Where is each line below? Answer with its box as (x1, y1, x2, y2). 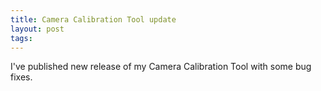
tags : (10, 33, 33, 43)
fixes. (10, 71, 33, 83)
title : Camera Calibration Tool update (10, 14, 177, 25)
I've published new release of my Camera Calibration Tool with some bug (10, 61, 312, 73)
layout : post (10, 24, 65, 34)
